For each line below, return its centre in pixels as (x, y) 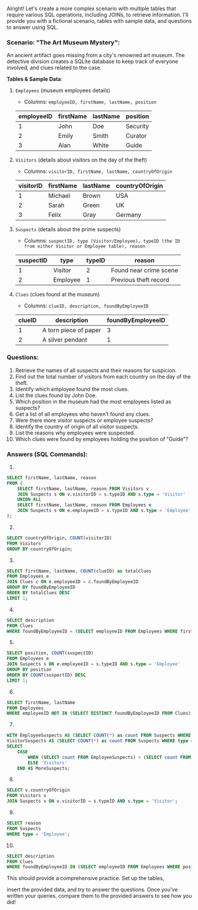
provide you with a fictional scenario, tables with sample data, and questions (99, 21)
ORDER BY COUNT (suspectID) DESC (46, 675)
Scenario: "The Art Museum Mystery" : (63, 42)
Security (137, 126)
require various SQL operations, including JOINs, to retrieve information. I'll (98, 15)
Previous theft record (140, 280)
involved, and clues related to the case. (54, 68)
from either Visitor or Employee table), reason (85, 246)
